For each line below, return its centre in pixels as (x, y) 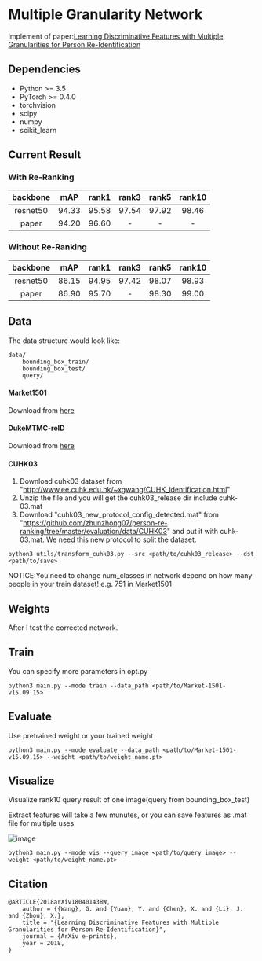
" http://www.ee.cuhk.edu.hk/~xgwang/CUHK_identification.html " (125, 490)
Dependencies (44, 70)
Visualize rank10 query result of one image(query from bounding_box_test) (129, 800)
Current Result (45, 155)
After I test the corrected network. (63, 628)
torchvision (38, 105)
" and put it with (192, 532)
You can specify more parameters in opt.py (78, 671)
